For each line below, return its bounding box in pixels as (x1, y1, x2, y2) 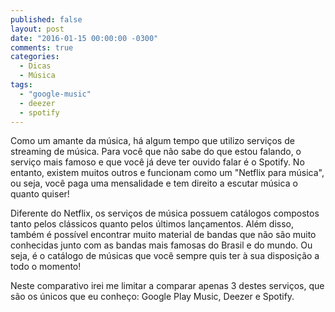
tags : (10, 80, 33, 90)
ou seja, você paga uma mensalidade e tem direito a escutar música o (10, 177, 298, 190)
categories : (10, 52, 60, 62)
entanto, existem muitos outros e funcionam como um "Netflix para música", (10, 167, 325, 179)
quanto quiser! (10, 188, 70, 200)
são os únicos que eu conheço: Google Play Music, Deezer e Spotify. (10, 291, 295, 303)
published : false (10, 14, 83, 25)
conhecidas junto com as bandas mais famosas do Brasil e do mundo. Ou (10, 239, 313, 251)
